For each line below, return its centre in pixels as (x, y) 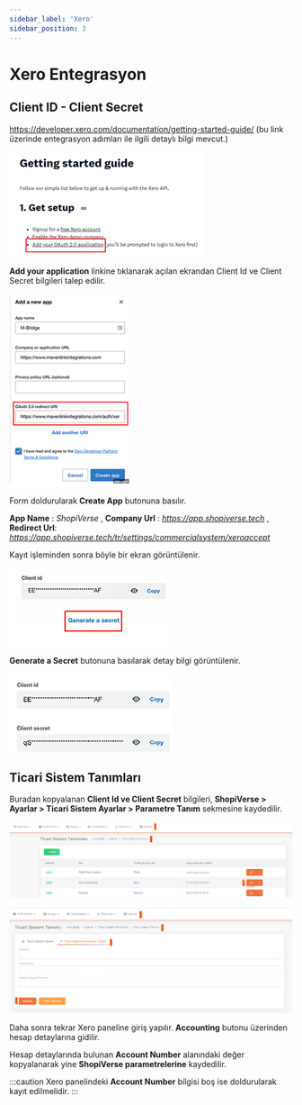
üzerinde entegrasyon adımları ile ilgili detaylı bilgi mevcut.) (119, 139)
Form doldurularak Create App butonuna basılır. (98, 501)
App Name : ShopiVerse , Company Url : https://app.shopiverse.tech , (139, 518)
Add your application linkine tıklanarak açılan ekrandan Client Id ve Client (146, 271)
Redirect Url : (33, 528)
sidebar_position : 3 (48, 28)
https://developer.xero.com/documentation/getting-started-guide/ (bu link (147, 129)
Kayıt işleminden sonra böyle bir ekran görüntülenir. (105, 555)
